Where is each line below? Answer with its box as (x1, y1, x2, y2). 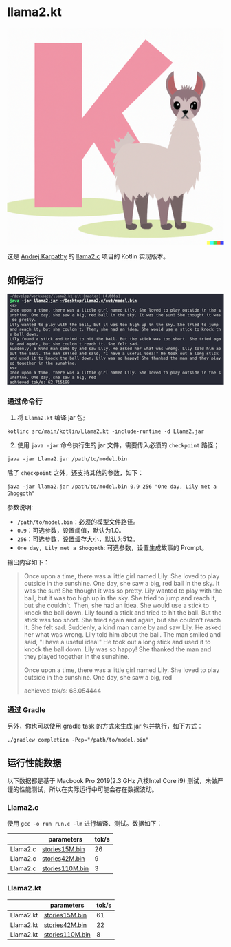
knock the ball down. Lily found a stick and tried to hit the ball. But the (23, 609, 222, 617)
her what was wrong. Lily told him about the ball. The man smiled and (23, 631, 221, 639)
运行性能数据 (7, 757, 62, 768)
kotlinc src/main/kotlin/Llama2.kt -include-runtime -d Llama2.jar (7, 428, 205, 435)
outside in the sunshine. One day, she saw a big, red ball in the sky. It (23, 580, 220, 588)
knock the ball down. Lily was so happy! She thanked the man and (23, 645, 212, 653)
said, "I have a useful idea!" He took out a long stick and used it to (23, 638, 211, 646)
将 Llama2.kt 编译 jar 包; (16, 414, 85, 422)
